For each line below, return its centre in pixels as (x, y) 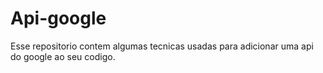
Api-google (58, 18)
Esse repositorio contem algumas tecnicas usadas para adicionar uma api (162, 46)
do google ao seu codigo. (63, 56)
